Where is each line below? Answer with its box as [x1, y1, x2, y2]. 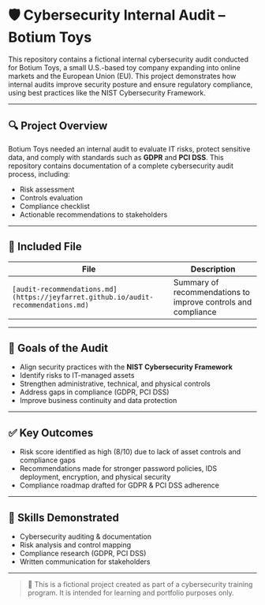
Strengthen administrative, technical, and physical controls [19, 379, 211, 389]
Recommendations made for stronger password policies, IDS [19, 464, 218, 473]
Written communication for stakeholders [19, 557, 151, 566]
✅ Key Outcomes [8, 426, 94, 439]
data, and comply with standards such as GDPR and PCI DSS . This [8, 152, 224, 162]
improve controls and [173, 297, 252, 308]
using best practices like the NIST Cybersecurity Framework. [8, 88, 207, 97]
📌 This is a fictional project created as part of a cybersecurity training [27, 580, 253, 588]
